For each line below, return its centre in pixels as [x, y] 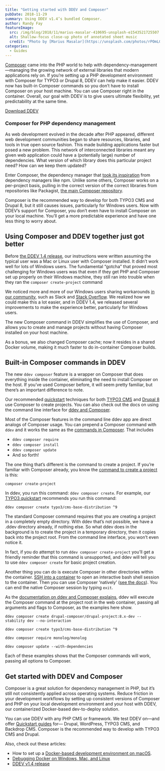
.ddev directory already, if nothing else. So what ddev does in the [71, 527]
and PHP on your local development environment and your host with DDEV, [81, 704]
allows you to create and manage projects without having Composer [74, 327]
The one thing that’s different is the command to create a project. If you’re [80, 465]
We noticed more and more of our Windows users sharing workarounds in [80, 291]
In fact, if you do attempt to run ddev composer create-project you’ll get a [80, 552]
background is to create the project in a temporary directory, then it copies [81, 532]
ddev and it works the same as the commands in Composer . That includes [79, 430]
